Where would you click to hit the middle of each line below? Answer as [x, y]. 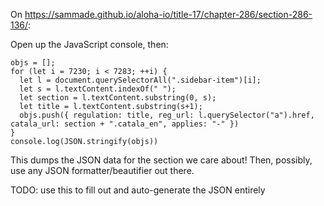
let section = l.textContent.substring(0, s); [118, 98]
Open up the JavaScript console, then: [89, 44]
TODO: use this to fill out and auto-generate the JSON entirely [138, 190]
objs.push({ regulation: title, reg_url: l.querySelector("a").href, [167, 115]
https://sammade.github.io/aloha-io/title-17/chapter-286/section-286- [168, 14]
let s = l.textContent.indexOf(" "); [98, 89]
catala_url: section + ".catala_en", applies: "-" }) [125, 124]
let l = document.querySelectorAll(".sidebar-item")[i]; [140, 80]
